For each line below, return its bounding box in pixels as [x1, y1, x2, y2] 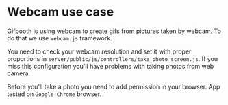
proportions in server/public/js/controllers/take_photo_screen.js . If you [7, 54, 218, 62]
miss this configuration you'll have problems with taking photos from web [7, 62, 214, 70]
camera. [7, 69, 31, 78]
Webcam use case [7, 4, 114, 20]
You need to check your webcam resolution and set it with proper [7, 47, 192, 56]
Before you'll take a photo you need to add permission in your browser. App [7, 82, 220, 91]
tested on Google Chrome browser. [7, 90, 101, 98]
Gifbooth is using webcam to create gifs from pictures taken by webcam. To [7, 27, 221, 35]
